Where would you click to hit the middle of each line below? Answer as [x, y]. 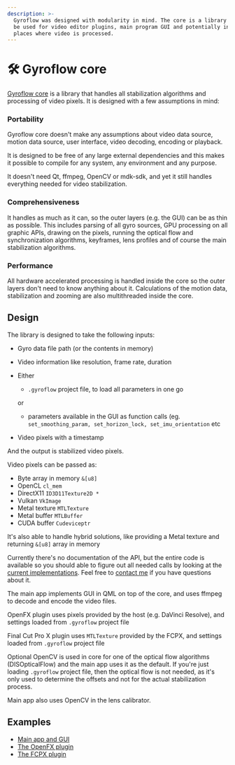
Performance [30, 265]
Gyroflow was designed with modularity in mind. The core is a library [120, 20]
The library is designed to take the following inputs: [81, 335]
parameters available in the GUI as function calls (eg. [104, 416]
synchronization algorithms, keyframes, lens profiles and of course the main [117, 240]
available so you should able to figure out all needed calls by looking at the [115, 565]
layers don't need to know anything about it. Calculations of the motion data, [117, 288]
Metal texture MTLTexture [53, 508]
